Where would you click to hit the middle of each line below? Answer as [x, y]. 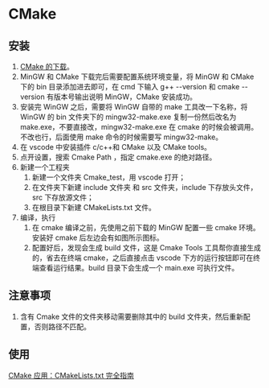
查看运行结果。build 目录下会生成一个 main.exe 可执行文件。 [139, 268]
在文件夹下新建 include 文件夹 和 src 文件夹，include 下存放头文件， [145, 187]
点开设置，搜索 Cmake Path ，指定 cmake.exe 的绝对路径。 [118, 157]
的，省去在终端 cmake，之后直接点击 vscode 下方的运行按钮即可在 [143, 258]
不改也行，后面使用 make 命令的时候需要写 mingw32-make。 [121, 137]
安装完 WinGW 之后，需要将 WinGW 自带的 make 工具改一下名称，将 [134, 107]
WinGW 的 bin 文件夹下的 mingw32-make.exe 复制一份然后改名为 [128, 117]
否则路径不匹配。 [62, 326]
